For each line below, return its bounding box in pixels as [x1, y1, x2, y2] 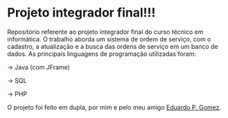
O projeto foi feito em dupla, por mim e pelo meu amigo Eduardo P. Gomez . [7, 103, 222, 111]
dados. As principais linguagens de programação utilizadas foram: [7, 50, 197, 58]
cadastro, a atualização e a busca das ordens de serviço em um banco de [7, 42, 218, 50]
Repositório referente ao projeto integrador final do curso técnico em [7, 28, 204, 36]
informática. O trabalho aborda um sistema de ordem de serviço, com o [7, 35, 211, 43]
